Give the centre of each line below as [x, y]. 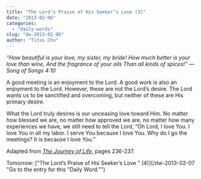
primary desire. [25, 102]
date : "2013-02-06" [31, 18]
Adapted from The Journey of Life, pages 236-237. [71, 151]
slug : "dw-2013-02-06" [35, 35]
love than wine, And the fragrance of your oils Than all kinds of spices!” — [100, 64]
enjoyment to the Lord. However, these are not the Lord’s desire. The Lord [99, 89]
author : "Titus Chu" [33, 40]
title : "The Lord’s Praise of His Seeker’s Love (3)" [76, 12]
